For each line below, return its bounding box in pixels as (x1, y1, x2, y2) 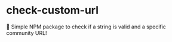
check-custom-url (6, 4, 99, 17)
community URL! (6, 29, 47, 36)
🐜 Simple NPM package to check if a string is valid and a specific (6, 23, 166, 30)
